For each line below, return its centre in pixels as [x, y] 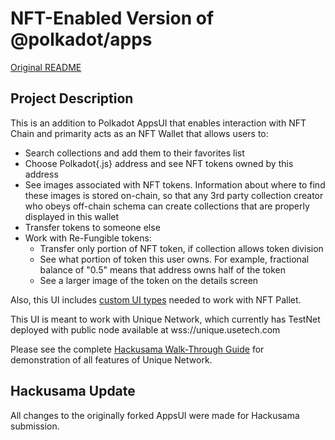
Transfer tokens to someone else [92, 227]
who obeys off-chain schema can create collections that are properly [167, 206]
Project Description [72, 98]
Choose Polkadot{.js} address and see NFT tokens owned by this [159, 163]
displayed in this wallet [72, 216]
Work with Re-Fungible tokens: [88, 238]
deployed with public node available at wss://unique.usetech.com [145, 329]
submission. [35, 426]
